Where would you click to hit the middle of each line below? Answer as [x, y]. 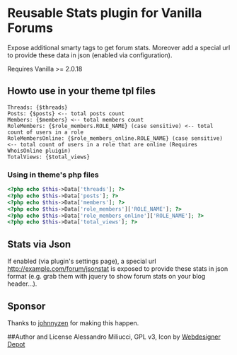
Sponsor [27, 306]
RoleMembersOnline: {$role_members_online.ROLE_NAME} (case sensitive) [115, 138]
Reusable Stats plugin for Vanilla [105, 13]
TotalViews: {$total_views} [49, 157]
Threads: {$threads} [38, 107]
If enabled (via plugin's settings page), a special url [82, 261]
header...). [22, 284]
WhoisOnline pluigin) [39, 151]
